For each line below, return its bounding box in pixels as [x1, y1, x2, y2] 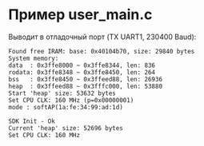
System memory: [8, 54, 59, 62]
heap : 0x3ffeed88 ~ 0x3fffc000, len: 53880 [8, 82, 162, 90]
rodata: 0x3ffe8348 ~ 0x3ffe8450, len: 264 [8, 68, 156, 77]
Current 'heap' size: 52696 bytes [8, 124, 124, 132]
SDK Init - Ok [8, 117, 56, 125]
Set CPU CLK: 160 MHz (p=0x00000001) [8, 96, 134, 105]
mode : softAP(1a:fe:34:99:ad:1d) [8, 103, 124, 111]
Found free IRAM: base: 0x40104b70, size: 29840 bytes [8, 47, 195, 55]
